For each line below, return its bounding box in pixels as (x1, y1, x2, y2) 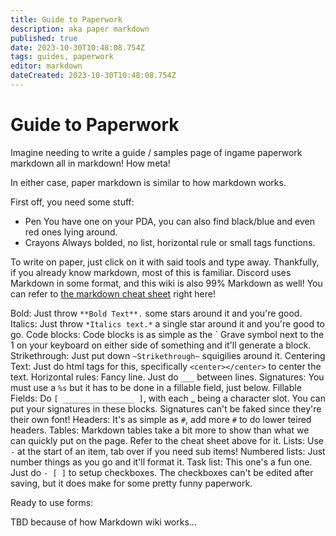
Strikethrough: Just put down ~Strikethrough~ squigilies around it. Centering (10, 349, 326, 361)
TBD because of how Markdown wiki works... (10, 516, 197, 528)
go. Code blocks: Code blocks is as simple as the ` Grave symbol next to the (10, 328, 325, 340)
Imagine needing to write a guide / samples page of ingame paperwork (10, 146, 303, 158)
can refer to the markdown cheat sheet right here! (10, 287, 216, 300)
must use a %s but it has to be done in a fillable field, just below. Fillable (10, 381, 302, 393)
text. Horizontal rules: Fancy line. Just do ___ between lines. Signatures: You (10, 371, 325, 383)
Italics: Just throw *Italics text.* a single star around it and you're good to (10, 317, 325, 330)
